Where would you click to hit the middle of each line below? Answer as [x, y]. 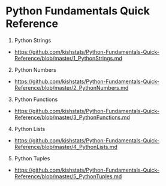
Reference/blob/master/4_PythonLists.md [66, 147]
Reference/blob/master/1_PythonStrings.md [68, 58]
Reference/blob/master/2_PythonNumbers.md [71, 87]
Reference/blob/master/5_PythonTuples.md [68, 176]
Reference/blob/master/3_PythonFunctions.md [72, 117]
